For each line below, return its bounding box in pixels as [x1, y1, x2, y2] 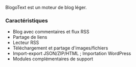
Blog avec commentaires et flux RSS [12, 29, 89, 35]
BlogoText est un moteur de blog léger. [5, 5, 87, 10]
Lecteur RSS [12, 39, 39, 46]
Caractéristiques [5, 17, 48, 24]
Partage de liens [12, 34, 48, 40]
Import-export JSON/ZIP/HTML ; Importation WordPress [12, 51, 131, 57]
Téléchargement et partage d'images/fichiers [12, 45, 108, 51]
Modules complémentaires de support [12, 56, 94, 62]
